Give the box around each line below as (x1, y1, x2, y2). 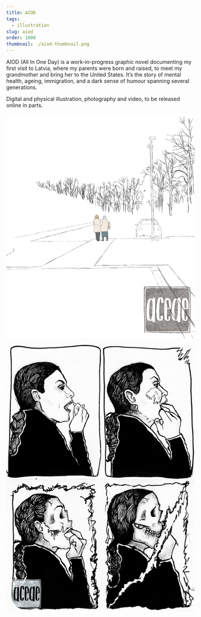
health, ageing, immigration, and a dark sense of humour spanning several (6, 78, 190, 84)
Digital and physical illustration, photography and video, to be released (6, 96, 181, 102)
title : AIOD (6, 10, 36, 16)
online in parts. (6, 102, 43, 109)
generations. (6, 84, 38, 91)
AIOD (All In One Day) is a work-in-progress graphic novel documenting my (6, 59, 192, 65)
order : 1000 (6, 35, 36, 41)
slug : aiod (6, 29, 33, 35)
